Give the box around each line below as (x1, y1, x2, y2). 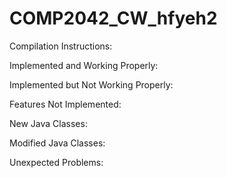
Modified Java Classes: (9, 137, 106, 149)
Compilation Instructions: (9, 40, 113, 52)
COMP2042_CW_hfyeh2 (9, 7, 218, 30)
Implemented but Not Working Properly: (9, 78, 174, 91)
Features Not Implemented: (9, 98, 122, 110)
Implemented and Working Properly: (9, 59, 159, 71)
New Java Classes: (9, 117, 88, 129)
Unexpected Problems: (9, 156, 104, 168)
